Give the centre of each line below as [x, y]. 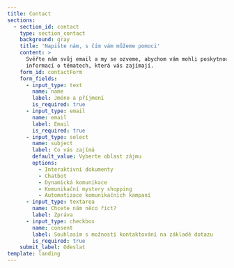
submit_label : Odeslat [53, 247]
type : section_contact [53, 33]
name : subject [53, 144]
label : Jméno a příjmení [68, 98]
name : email [50, 117]
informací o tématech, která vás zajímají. [90, 66]
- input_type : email [55, 111]
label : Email [51, 124]
